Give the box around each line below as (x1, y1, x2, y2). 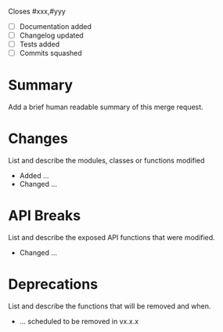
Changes (8, 130, 68, 148)
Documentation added (19, 22, 92, 31)
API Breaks (8, 207, 81, 224)
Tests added (19, 39, 60, 49)
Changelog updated (19, 31, 84, 40)
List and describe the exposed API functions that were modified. (8, 233, 215, 243)
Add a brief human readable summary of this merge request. (8, 102, 203, 112)
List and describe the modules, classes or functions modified (8, 156, 205, 166)
